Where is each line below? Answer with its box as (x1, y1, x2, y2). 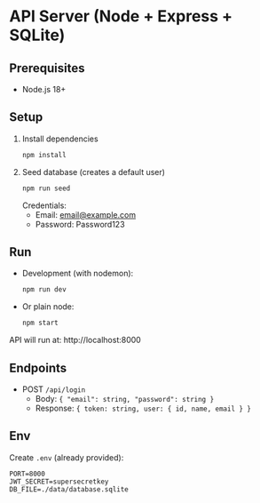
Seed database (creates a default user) (21, 166, 166, 177)
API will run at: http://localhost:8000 (9, 335, 142, 346)
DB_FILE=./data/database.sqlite (9, 484, 129, 494)
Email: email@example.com (35, 209, 136, 220)
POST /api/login (21, 384, 86, 395)
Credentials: (21, 200, 67, 211)
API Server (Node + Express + (9, 6, 233, 27)
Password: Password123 (35, 219, 126, 229)
